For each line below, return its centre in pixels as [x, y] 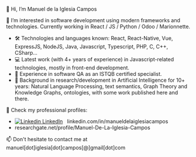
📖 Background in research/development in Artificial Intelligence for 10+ [100, 80]
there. [22, 99]
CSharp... [26, 53]
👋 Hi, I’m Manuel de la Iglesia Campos [51, 9]
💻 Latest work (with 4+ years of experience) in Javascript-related [94, 59]
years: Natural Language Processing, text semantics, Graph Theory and [101, 86]
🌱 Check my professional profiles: [47, 110]
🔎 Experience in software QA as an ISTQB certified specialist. [88, 74]
